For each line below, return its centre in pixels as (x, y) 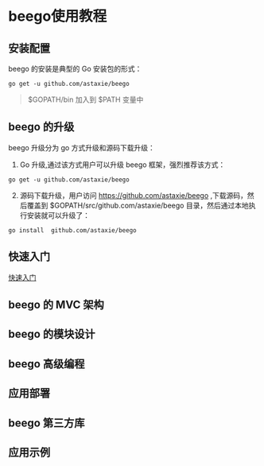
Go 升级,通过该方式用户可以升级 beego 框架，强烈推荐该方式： (122, 165)
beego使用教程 (58, 16)
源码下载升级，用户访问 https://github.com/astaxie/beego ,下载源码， (134, 195)
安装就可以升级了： (58, 215)
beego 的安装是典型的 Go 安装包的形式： (75, 69)
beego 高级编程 (47, 364)
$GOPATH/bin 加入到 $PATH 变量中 (85, 99)
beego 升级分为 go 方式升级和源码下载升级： (82, 147)
